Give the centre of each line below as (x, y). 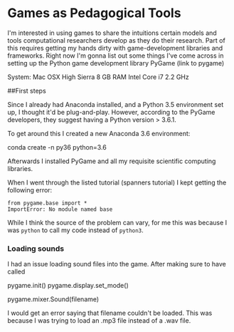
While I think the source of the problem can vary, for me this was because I (117, 222)
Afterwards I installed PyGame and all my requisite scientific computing (112, 161)
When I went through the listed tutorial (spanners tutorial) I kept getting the (117, 182)
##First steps (27, 90)
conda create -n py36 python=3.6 (57, 147)
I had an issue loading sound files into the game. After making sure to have (117, 264)
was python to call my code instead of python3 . (75, 230)
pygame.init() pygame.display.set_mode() (68, 286)
